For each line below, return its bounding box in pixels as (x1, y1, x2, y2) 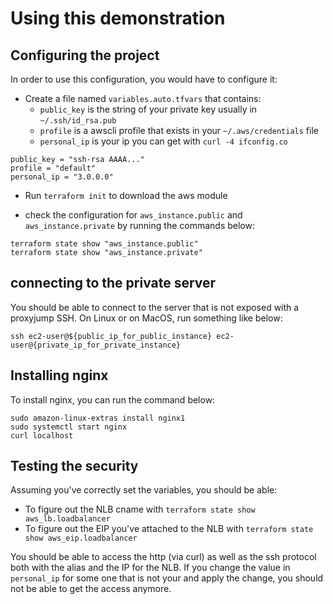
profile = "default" (10, 163, 97, 173)
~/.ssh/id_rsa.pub (39, 116, 117, 126)
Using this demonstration (10, 7, 226, 30)
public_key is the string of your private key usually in (39, 103, 258, 115)
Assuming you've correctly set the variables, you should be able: (10, 484, 278, 496)
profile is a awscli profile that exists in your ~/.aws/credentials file (39, 125, 319, 136)
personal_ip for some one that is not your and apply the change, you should (10, 572, 324, 584)
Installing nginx (10, 367, 109, 384)
